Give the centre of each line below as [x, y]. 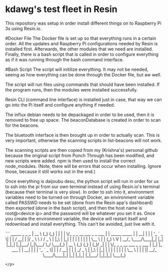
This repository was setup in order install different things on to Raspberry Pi [83, 23]
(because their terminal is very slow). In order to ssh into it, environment [79, 192]
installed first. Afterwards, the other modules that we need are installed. [79, 49]
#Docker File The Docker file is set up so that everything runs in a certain [81, 38]
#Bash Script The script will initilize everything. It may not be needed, [77, 69]
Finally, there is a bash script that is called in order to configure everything [82, 54]
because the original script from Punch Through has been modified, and [80, 155]
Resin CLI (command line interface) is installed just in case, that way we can [83, 100]
